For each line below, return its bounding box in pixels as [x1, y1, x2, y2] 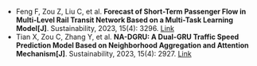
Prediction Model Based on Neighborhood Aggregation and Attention [15, 41, 249, 50]
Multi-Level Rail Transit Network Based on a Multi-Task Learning [15, 15, 233, 25]
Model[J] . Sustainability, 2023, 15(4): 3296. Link [15, 24, 175, 33]
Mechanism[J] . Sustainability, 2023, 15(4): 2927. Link [15, 49, 193, 58]
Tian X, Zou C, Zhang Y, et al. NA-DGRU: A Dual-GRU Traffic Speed [15, 32, 239, 41]
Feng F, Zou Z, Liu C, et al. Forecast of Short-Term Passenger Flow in [15, 7, 247, 16]
